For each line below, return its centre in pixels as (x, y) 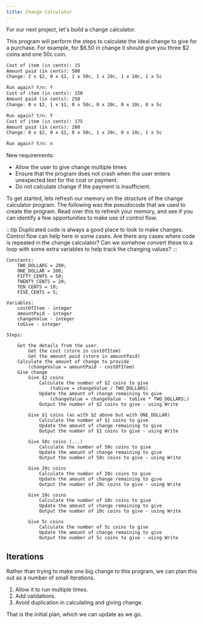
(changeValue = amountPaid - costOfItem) (82, 367)
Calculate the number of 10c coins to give (95, 501)
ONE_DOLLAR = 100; (41, 271)
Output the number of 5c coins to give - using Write (109, 538)
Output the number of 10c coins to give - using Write (110, 511)
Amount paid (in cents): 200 (43, 127)
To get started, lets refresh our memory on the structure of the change (95, 198)
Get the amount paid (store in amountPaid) (84, 357)
